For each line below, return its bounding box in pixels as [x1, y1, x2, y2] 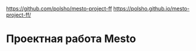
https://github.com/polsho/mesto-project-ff [6, 5, 113, 12]
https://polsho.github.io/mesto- [113, 5, 190, 12]
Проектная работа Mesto [6, 32, 136, 46]
